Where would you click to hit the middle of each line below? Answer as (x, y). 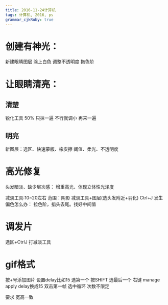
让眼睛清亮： (32, 84)
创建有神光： (32, 46)
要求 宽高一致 (19, 297)
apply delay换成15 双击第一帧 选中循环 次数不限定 (57, 286)
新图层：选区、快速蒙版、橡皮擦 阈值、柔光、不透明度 (62, 149)
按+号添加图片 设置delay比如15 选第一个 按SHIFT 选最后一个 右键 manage (82, 279)
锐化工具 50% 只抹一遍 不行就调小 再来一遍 (51, 118)
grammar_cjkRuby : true (29, 19)
